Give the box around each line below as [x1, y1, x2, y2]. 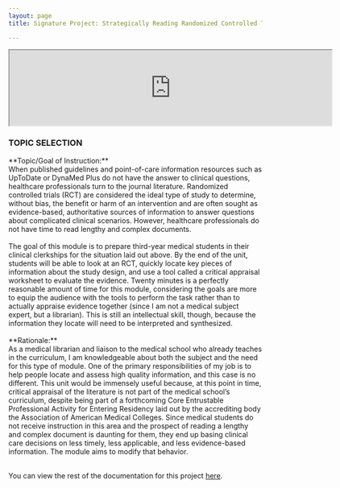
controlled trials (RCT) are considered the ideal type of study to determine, [8, 190, 256, 200]
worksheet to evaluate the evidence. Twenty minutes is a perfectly [8, 275, 230, 285]
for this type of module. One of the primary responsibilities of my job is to [8, 361, 252, 370]
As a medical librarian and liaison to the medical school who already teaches [8, 344, 263, 354]
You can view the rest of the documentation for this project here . [8, 470, 223, 480]
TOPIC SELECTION [8, 138, 83, 149]
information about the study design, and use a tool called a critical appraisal [8, 267, 260, 276]
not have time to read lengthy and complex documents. [8, 224, 192, 234]
